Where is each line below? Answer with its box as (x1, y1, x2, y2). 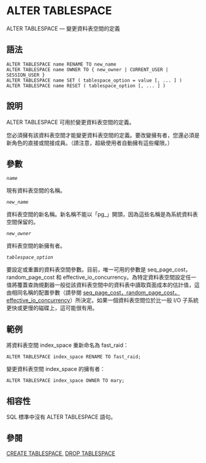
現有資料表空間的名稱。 (6, 187, 66, 194)
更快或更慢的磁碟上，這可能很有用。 (6, 305, 98, 312)
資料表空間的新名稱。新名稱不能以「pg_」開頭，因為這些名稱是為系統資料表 (6, 211, 198, 218)
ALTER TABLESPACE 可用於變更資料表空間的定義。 (6, 118, 135, 126)
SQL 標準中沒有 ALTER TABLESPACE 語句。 (6, 413, 116, 421)
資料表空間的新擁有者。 (6, 242, 66, 249)
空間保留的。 (6, 219, 39, 226)
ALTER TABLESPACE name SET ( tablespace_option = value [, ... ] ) (6, 77, 183, 84)
